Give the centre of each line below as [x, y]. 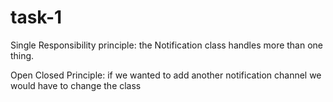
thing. [22, 55]
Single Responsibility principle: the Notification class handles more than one [167, 45]
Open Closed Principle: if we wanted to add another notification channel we [166, 75]
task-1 [36, 17]
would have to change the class [76, 85]
